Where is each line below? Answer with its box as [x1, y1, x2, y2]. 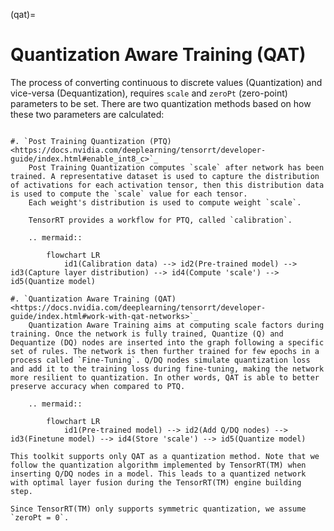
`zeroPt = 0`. [10, 512, 70, 523]
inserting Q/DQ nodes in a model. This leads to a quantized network [10, 469, 307, 479]
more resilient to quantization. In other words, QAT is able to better [10, 372, 320, 383]
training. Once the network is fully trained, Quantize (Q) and [10, 329, 284, 339]
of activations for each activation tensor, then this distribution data [10, 180, 325, 190]
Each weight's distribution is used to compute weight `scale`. [28, 197, 302, 208]
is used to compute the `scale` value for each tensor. [10, 189, 248, 199]
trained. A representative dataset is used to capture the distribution [10, 171, 320, 181]
